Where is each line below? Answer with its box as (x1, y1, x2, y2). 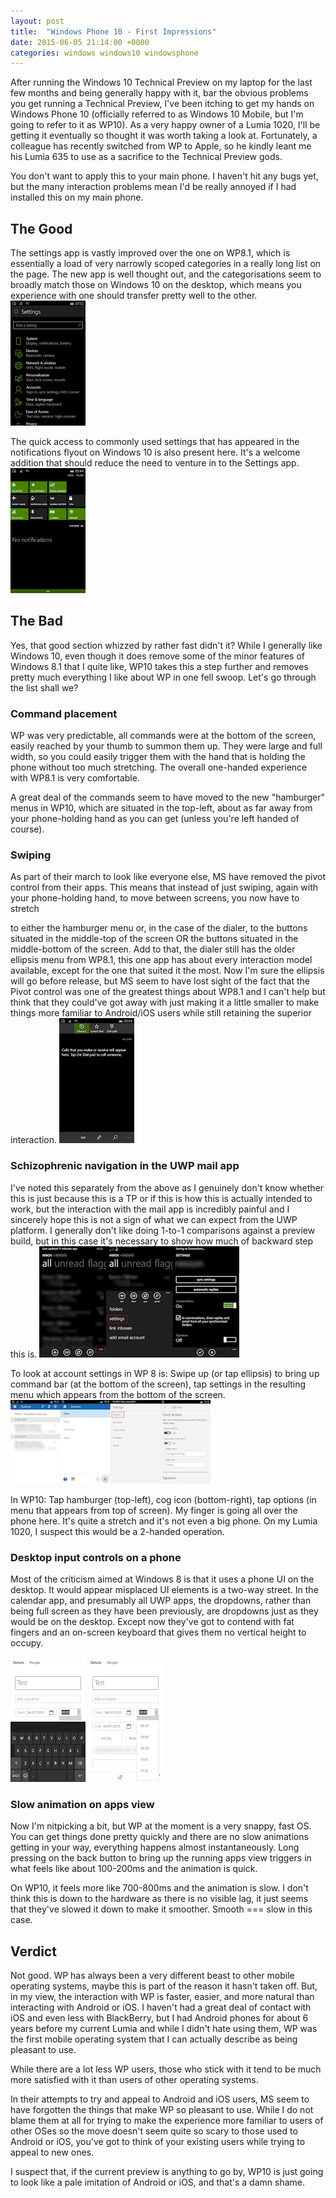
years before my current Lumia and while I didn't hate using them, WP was (10, 2023, 318, 2035)
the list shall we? (10, 681, 79, 694)
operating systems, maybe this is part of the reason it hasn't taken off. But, (10, 1980, 318, 1992)
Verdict (10, 1943, 57, 1960)
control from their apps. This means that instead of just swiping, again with (10, 881, 318, 894)
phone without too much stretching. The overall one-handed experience (10, 761, 308, 774)
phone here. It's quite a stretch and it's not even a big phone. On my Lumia (10, 1515, 318, 1527)
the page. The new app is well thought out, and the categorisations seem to (10, 268, 322, 280)
